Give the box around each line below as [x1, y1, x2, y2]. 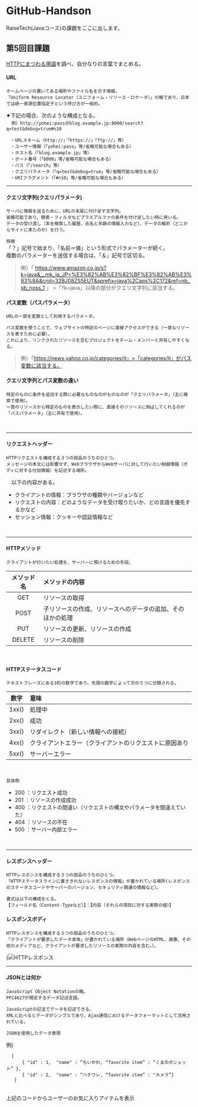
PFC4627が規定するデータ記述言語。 [6, 995, 82, 1001]
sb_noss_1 [20, 285, 45, 292]
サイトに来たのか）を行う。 [10, 227, 68, 233]
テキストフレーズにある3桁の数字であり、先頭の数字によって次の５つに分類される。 [6, 680, 179, 686]
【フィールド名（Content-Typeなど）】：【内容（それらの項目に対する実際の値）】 [6, 902, 174, 909]
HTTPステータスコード [6, 665, 62, 672]
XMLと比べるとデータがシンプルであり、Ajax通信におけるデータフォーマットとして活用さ [6, 1013, 191, 1018]
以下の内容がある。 [11, 478, 58, 485]
